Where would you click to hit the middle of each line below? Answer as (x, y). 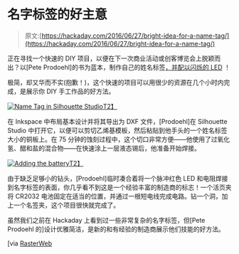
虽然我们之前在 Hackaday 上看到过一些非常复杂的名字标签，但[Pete (106, 220)
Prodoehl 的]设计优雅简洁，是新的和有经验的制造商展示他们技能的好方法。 (116, 229)
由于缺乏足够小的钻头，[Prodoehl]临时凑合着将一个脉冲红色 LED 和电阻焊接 (118, 178)
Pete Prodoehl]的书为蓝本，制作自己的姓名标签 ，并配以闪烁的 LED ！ (129, 67)
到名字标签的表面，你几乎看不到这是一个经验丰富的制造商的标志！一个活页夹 (119, 187)
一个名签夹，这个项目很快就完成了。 (66, 205)
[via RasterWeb (30, 243)
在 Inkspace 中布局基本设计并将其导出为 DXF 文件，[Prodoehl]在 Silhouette (117, 121)
